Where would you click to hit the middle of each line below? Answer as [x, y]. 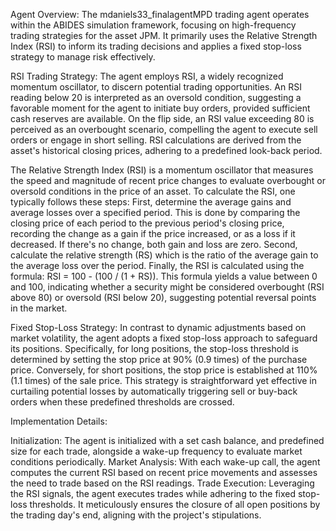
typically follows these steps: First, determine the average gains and [151, 202]
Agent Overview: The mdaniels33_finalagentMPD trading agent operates [160, 14]
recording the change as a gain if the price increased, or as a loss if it [153, 233]
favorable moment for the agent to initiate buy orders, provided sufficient [160, 108]
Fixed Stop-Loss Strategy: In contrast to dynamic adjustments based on [158, 327]
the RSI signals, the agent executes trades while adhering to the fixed [153, 493]
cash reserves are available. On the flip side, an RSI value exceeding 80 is [162, 118]
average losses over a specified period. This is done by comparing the [155, 212]
